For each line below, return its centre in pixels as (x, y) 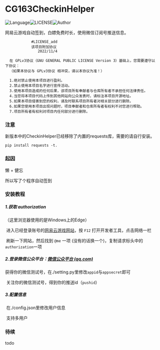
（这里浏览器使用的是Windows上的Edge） (47, 220)
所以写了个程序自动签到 (28, 180)
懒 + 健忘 (14, 170)
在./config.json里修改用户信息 (36, 308)
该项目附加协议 (44, 47)
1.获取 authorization (26, 207)
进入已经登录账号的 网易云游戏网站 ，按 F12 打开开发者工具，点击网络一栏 (79, 231)
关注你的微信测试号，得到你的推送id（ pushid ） (53, 282)
